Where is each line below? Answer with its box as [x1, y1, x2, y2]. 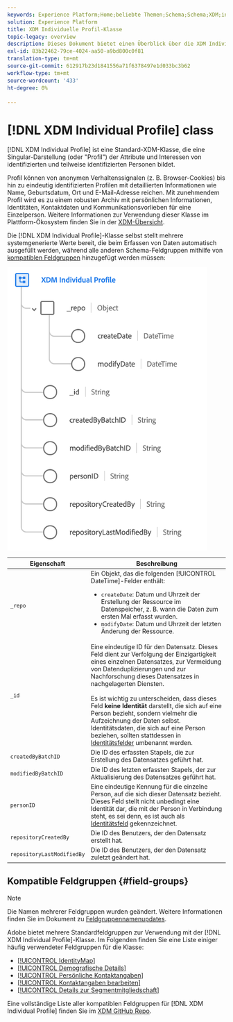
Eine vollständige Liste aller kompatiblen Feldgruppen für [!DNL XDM [7, 999, 204, 1007]
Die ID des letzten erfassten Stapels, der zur [90, 765, 216, 773]
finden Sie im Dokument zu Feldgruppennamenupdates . [7, 914, 167, 923]
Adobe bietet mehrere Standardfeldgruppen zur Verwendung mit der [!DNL [7, 928, 221, 937]
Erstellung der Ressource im [101, 597, 182, 605]
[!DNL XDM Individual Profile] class [7, 122, 214, 138]
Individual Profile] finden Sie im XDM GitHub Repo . [7, 1007, 152, 1015]
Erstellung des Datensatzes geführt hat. [90, 755, 204, 764]
